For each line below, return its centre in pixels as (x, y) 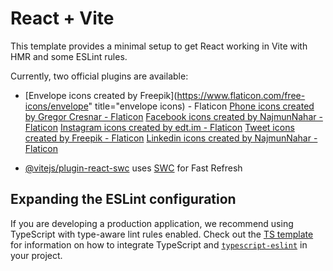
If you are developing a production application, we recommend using (152, 223)
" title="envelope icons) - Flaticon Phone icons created (201, 106)
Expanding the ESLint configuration (123, 199)
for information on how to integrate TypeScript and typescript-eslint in (159, 244)
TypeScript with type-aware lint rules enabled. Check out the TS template (162, 234)
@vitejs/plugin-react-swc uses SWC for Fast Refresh (133, 168)
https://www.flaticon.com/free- (241, 95)
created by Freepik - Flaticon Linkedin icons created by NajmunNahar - (171, 138)
